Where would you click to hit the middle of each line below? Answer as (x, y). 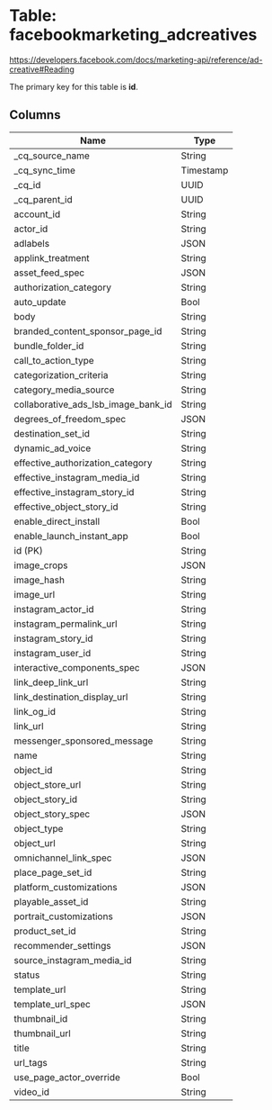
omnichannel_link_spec (63, 858)
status (27, 975)
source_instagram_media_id (73, 960)
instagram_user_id (53, 653)
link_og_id (35, 711)
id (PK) (28, 550)
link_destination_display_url (71, 697)
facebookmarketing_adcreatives (133, 35)
